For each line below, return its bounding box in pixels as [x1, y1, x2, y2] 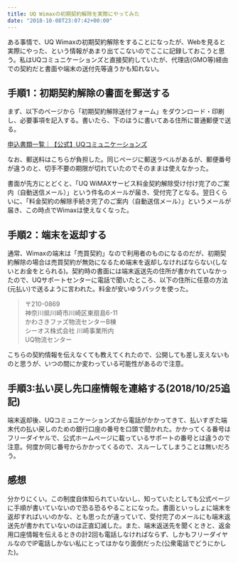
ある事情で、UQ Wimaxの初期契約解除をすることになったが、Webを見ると [7, 37, 226, 46]
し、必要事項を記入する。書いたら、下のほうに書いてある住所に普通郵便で [7, 116, 225, 125]
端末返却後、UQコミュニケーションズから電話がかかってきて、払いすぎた [7, 416, 222, 424]
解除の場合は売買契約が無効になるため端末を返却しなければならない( [13, 258, 215, 267]
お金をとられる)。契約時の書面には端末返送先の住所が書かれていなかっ [19, 267, 227, 275]
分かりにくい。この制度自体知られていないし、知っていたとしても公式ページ [7, 494, 231, 503]
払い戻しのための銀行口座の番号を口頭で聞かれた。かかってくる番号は [26, 424, 231, 433]
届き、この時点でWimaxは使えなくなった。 [7, 206, 133, 214]
